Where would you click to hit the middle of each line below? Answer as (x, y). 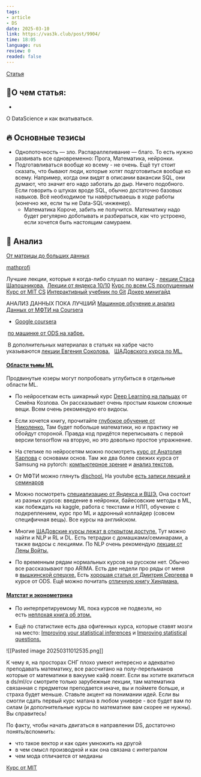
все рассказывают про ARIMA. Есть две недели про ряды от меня (100, 568)
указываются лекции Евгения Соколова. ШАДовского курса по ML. (94, 351)
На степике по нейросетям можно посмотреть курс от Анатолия (98, 452)
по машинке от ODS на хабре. (46, 333)
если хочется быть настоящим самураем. (78, 223)
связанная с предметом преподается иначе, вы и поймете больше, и (95, 688)
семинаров (29, 482)
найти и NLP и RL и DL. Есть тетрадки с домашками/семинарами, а (101, 538)
